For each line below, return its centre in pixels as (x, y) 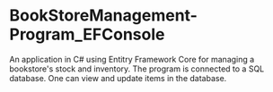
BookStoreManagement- (103, 16)
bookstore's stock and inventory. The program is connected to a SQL (137, 69)
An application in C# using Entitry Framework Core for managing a (132, 59)
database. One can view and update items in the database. (118, 78)
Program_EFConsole (87, 34)
